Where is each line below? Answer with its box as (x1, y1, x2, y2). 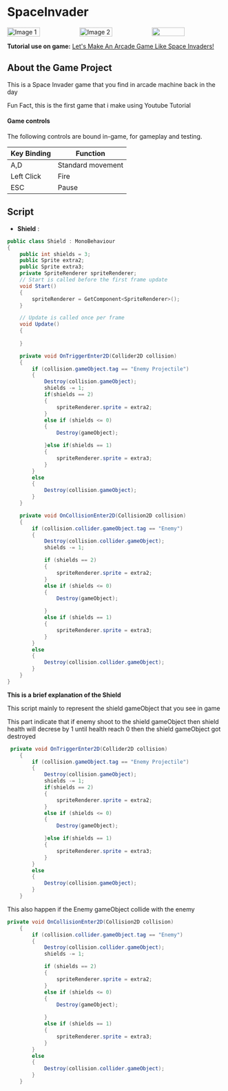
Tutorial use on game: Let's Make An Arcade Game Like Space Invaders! (7, 42, 215, 50)
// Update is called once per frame (19, 315, 125, 322)
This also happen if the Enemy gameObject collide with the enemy (7, 905, 195, 913)
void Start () (19, 282, 57, 290)
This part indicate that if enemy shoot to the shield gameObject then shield (7, 717, 219, 725)
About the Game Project (7, 62, 112, 74)
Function (75, 148, 105, 158)
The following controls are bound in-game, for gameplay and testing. (7, 132, 203, 140)
